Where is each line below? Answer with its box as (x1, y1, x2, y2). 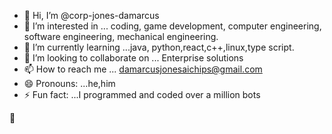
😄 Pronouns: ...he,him (23, 78, 116, 89)
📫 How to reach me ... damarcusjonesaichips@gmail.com (23, 63, 263, 75)
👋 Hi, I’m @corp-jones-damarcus (23, 10, 160, 21)
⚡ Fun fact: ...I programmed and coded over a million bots (23, 89, 261, 100)
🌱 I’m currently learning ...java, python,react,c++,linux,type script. (23, 41, 295, 53)
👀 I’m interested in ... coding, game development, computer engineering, (23, 20, 322, 32)
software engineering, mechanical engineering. (23, 31, 219, 42)
